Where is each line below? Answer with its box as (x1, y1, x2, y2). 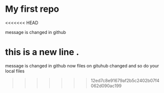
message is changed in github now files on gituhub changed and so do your (5, 62, 159, 68)
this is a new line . (5, 47, 79, 58)
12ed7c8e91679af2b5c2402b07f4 (91, 77, 160, 83)
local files (5, 68, 25, 74)
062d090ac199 (91, 83, 122, 89)
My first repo (5, 3, 60, 15)
